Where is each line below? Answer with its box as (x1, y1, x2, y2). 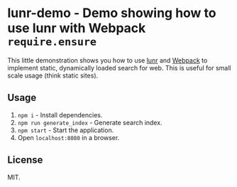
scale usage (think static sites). (7, 71, 99, 80)
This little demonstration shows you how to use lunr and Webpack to (7, 55, 208, 65)
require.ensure (7, 36, 97, 49)
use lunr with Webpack (7, 20, 146, 36)
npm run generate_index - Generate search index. (17, 118, 162, 127)
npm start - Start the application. (17, 126, 114, 134)
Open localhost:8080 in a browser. (17, 133, 120, 141)
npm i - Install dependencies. (17, 110, 103, 119)
